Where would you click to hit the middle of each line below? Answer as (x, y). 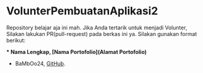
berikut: (16, 40)
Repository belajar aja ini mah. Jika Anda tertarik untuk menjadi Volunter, (97, 28)
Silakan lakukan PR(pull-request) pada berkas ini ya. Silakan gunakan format (101, 34)
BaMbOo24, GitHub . (40, 63)
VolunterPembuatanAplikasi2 (82, 11)
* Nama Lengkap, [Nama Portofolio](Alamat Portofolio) (77, 51)
